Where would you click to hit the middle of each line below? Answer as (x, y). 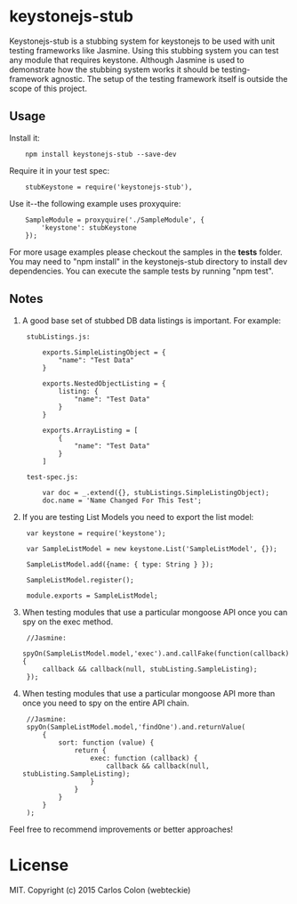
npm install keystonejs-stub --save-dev (101, 154)
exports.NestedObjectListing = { (104, 383)
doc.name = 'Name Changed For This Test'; (122, 501)
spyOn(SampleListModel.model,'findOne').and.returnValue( (136, 727)
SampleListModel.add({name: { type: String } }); (120, 564)
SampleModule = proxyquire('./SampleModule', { (115, 220)
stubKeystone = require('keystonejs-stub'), (109, 187)
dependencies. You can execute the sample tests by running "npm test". (141, 271)
